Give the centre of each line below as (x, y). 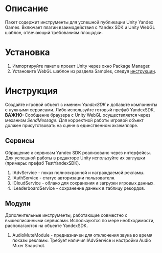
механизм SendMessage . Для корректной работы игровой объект (74, 120)
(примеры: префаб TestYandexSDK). (43, 163)
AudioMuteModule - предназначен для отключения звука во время (82, 235)
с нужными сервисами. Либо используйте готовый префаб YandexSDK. (80, 110)
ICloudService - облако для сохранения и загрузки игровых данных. (83, 183)
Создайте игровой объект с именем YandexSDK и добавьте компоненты (81, 104)
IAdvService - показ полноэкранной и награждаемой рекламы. (78, 173)
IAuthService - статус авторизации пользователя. (64, 177)
